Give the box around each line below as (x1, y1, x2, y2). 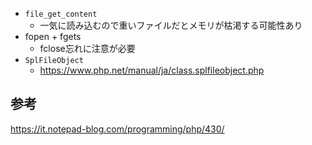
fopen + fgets (24, 31, 82, 42)
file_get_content (24, 9, 98, 19)
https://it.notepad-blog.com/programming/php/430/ (10, 123, 225, 135)
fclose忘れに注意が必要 (39, 43, 136, 54)
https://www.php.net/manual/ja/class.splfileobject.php (39, 64, 265, 76)
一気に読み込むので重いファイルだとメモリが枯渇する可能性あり (39, 19, 303, 31)
